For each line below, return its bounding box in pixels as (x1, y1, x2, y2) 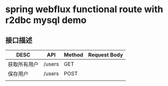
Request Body (88, 51, 124, 58)
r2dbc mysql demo (5, 14, 87, 26)
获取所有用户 (8, 61, 39, 68)
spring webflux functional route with (5, 4, 163, 15)
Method (63, 51, 83, 58)
